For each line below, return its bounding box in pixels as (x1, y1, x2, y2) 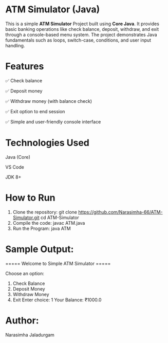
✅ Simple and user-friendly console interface (5, 118, 101, 124)
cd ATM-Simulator (40, 214, 80, 221)
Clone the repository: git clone (12, 209, 77, 215)
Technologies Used (5, 137, 90, 149)
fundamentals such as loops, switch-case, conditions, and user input (5, 37, 152, 43)
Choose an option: (5, 270, 45, 276)
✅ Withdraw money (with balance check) (5, 98, 92, 104)
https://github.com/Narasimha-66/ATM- (78, 209, 163, 215)
